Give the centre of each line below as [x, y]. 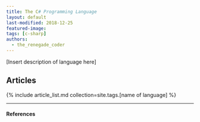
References [21, 114]
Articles [21, 81]
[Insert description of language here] [51, 62]
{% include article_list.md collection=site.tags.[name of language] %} [91, 95]
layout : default [26, 17]
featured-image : [26, 28]
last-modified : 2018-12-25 [40, 23]
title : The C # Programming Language [51, 12]
